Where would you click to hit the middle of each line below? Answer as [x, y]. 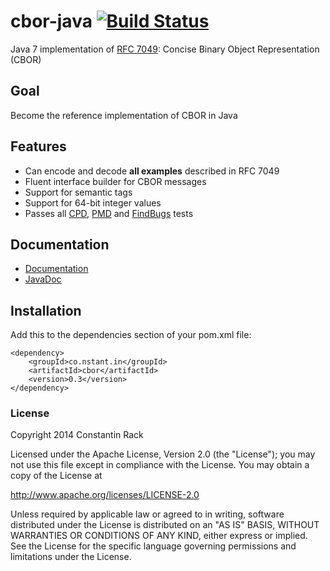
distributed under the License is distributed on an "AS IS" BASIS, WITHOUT [165, 525]
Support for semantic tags [78, 192]
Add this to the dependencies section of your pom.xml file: [131, 335]
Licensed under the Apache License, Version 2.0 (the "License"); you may [163, 454]
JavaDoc [43, 279]
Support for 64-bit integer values [93, 202]
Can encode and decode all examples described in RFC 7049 [152, 171]
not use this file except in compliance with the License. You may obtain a [160, 465]
